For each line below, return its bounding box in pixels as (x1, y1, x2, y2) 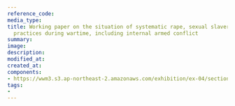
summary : (7, 36, 33, 43)
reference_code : (7, 10, 55, 17)
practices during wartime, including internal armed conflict (13, 29, 199, 37)
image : (7, 43, 27, 50)
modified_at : (7, 56, 45, 63)
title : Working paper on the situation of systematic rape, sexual (7, 23, 208, 30)
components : (7, 68, 42, 75)
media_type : (7, 17, 42, 24)
